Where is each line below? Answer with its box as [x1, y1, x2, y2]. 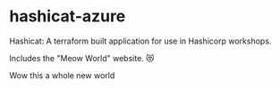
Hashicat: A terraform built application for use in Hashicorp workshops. [9, 36, 272, 46]
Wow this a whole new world [9, 69, 115, 81]
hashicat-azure [9, 6, 126, 27]
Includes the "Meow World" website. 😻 [9, 52, 155, 63]
